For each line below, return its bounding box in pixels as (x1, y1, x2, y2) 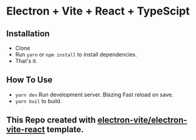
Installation (6, 28, 50, 39)
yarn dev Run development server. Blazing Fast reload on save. (15, 91, 173, 98)
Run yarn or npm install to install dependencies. (15, 51, 137, 58)
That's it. (15, 58, 38, 64)
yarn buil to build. (15, 97, 62, 104)
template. (46, 124, 84, 135)
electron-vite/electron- (97, 115, 187, 125)
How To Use (6, 75, 53, 85)
